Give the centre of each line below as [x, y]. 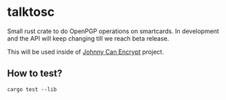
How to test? [35, 73]
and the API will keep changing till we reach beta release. [88, 38]
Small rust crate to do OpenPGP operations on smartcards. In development [113, 31]
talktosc [31, 12]
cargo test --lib [32, 89]
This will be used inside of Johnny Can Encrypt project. [85, 52]
